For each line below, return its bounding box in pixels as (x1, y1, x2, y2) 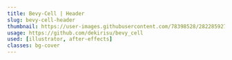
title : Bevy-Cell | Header (7, 10, 85, 17)
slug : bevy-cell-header (7, 17, 76, 23)
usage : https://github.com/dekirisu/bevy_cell (7, 29, 144, 37)
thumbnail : (7, 23, 39, 30)
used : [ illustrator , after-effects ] (7, 36, 113, 43)
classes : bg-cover (7, 42, 60, 49)
